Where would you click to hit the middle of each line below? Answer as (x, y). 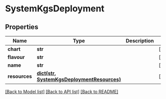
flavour (16, 57)
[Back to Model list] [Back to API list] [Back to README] (62, 92)
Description (140, 41)
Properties (22, 27)
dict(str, (46, 73)
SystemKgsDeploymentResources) (79, 79)
